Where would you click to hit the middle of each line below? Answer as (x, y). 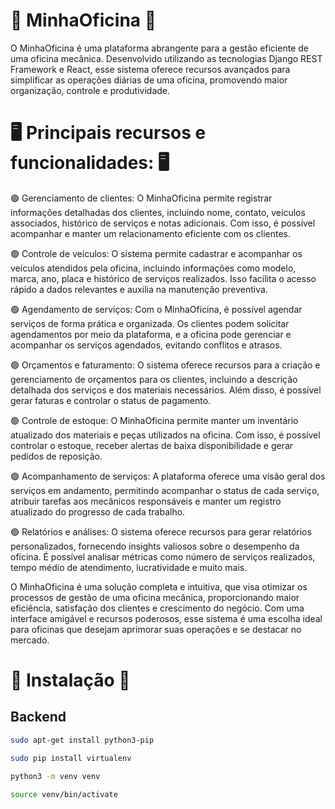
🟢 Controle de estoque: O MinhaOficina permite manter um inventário (154, 420)
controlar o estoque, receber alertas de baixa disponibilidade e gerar (152, 445)
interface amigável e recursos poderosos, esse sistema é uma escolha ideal (166, 618)
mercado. (30, 640)
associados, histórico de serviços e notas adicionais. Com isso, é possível (163, 223)
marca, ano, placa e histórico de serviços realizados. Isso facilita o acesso (163, 278)
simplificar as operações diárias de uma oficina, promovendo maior (149, 80)
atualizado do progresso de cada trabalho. (98, 511)
